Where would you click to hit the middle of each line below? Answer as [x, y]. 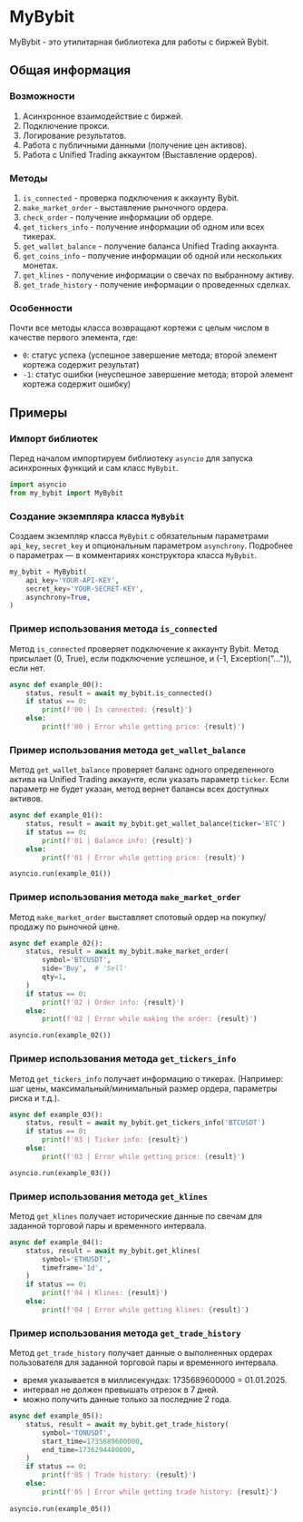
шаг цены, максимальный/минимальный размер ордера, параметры [143, 1088]
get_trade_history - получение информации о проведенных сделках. [156, 284]
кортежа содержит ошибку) [77, 384]
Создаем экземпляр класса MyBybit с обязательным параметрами [139, 535]
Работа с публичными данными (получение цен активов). [135, 145]
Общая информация [70, 70]
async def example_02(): [56, 943]
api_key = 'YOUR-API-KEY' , [73, 580]
